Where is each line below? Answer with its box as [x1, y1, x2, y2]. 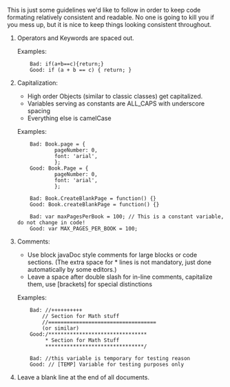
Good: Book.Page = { [30, 165, 89, 172]
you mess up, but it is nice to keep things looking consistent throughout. [7, 21, 212, 28]
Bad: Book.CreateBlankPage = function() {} [30, 195, 156, 202]
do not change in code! [17, 219, 86, 226]
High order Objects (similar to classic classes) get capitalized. [27, 92, 203, 100]
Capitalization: [17, 79, 59, 87]
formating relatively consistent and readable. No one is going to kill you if [7, 13, 215, 21]
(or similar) [42, 325, 79, 332]
